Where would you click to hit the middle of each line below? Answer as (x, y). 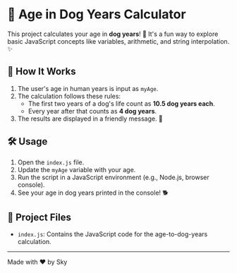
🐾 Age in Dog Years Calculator (97, 14)
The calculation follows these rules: (69, 96)
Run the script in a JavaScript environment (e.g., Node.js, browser (113, 177)
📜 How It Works (42, 72)
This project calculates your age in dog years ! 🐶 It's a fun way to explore (113, 34)
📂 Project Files (39, 217)
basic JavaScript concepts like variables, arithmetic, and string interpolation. (119, 41)
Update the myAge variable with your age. (77, 169)
